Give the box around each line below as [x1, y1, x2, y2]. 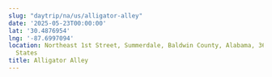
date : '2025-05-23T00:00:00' [8, 19, 107, 27]
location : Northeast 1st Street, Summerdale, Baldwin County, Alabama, [8, 42, 255, 50]
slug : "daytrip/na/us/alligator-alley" [8, 11, 143, 20]
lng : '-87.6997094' [8, 34, 74, 43]
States [15, 49, 38, 57]
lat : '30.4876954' [8, 26, 70, 34]
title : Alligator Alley [8, 57, 89, 65]
